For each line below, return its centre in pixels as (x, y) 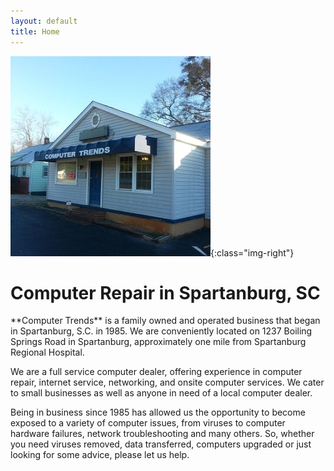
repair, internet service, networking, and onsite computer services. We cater (167, 382)
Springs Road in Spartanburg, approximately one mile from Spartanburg (158, 342)
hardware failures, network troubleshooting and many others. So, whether (162, 434)
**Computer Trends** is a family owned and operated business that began (165, 321)
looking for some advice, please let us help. (100, 455)
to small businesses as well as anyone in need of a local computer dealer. (161, 393)
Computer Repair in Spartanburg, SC (165, 292)
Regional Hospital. (47, 352)
